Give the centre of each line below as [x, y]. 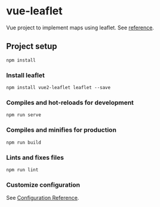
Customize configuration [43, 185]
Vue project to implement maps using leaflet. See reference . [80, 28]
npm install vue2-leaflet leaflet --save [59, 88]
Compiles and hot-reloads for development [70, 102]
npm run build [24, 142]
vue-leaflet [34, 11]
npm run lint [22, 170]
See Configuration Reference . [43, 198]
